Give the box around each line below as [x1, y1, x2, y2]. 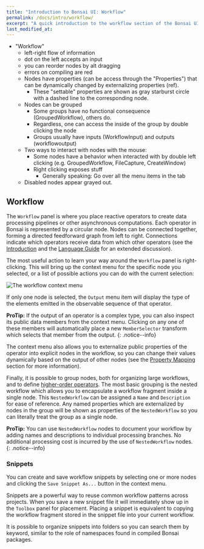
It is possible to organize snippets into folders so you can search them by [6, 523, 189, 531]
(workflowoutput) [33, 140, 77, 147]
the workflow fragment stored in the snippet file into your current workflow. [6, 511, 194, 518]
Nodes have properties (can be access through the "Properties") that [24, 75, 197, 82]
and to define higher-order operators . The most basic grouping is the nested [6, 381, 198, 388]
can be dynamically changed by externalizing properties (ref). [24, 82, 179, 89]
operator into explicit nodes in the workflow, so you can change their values [6, 350, 196, 357]
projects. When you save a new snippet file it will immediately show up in [6, 498, 189, 506]
